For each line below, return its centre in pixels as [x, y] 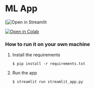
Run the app [25, 73]
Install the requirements [36, 55]
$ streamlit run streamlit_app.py [47, 82]
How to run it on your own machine [47, 44]
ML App [21, 9]
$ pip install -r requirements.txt [49, 64]
